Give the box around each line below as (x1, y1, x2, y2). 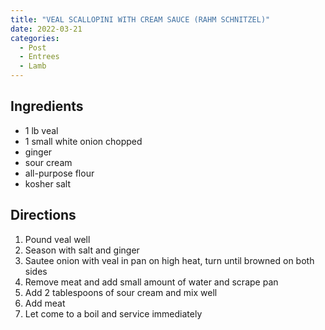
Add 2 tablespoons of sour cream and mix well (24, 286, 218, 298)
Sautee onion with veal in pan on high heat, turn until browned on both (24, 254, 315, 266)
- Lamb (19, 61, 47, 71)
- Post (19, 42, 47, 53)
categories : (10, 33, 60, 43)
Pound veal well (24, 233, 91, 245)
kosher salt (24, 177, 72, 190)
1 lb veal (24, 124, 59, 136)
